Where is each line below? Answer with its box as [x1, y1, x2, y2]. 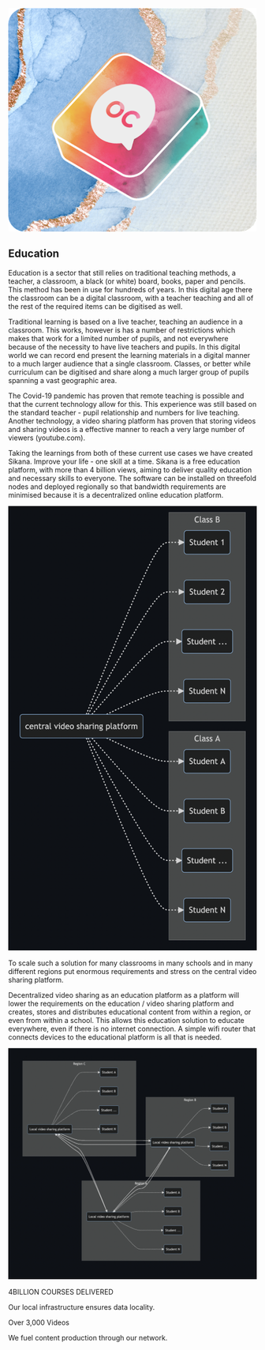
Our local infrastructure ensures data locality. [8, 1303, 155, 1312]
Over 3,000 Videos [8, 1318, 69, 1327]
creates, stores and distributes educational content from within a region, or [8, 1007, 252, 1017]
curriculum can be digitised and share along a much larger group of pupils [8, 367, 250, 377]
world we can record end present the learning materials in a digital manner [8, 350, 251, 359]
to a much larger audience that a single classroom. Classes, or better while [8, 359, 251, 368]
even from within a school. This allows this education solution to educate [8, 1016, 244, 1025]
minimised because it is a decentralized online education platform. [8, 490, 224, 499]
